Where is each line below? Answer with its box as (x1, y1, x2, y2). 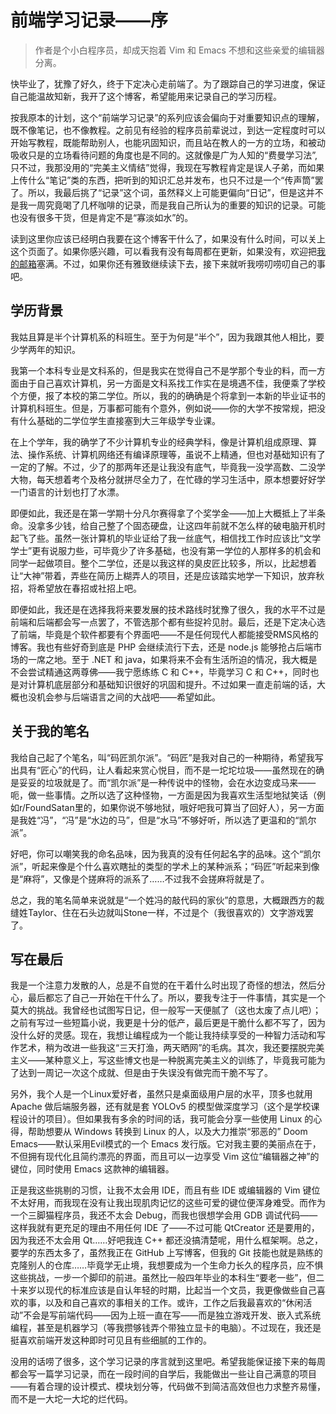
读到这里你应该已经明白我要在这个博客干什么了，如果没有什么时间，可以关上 (10, 232, 326, 245)
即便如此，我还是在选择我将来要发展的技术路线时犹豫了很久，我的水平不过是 (10, 603, 326, 615)
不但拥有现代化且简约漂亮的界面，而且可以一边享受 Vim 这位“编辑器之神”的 (10, 1151, 320, 1163)
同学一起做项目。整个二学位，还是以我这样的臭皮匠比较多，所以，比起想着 (10, 557, 317, 569)
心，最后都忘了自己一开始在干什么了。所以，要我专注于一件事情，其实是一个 (10, 992, 326, 1004)
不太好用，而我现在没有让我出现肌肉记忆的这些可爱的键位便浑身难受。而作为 (10, 1197, 326, 1209)
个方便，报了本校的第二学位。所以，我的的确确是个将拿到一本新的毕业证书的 (10, 389, 326, 401)
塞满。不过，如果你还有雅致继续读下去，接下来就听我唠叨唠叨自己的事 (36, 257, 326, 270)
